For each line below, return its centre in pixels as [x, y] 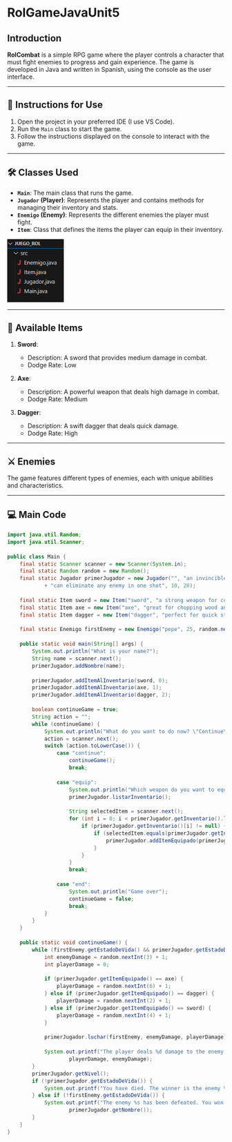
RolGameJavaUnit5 [64, 13]
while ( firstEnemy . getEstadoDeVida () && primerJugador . [114, 950]
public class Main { [37, 557]
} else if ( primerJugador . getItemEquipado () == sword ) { [128, 1008]
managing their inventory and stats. [68, 207]
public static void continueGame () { [74, 943]
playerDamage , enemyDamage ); [111, 1059]
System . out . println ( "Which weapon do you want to [142, 790]
